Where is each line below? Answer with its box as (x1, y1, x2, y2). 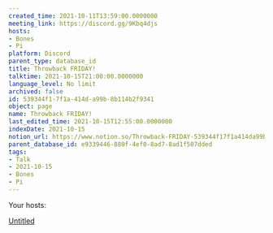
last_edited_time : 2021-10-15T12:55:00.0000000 (8, 118, 173, 126)
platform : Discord (8, 50, 71, 58)
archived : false (8, 87, 63, 96)
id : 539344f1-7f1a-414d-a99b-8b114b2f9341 (8, 95, 154, 103)
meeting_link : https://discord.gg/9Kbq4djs (8, 19, 158, 28)
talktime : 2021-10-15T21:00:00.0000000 (8, 72, 144, 80)
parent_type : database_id (8, 58, 96, 66)
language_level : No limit (8, 80, 96, 88)
